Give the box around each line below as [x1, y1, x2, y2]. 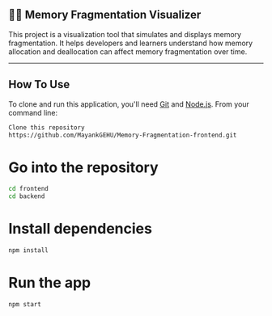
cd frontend [8, 185, 49, 193]
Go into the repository [8, 158, 159, 176]
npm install [8, 246, 49, 255]
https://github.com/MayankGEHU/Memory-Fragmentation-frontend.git [8, 131, 237, 139]
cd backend [8, 192, 45, 200]
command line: [8, 107, 58, 117]
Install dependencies [8, 220, 152, 238]
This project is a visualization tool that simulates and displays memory [8, 29, 241, 39]
